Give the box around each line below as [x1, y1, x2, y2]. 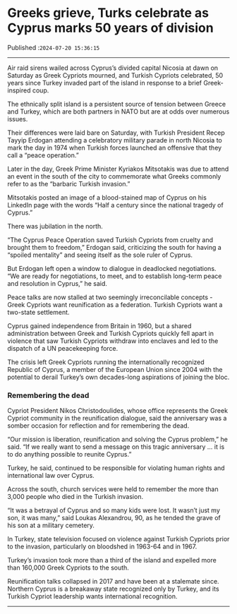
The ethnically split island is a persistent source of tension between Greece [7, 100, 226, 108]
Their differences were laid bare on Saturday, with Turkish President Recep [7, 128, 225, 137]
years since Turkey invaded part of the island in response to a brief [7, 78, 202, 87]
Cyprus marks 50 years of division [7, 20, 214, 36]
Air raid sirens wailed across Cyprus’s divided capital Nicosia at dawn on [7, 64, 219, 72]
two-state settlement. [7, 308, 70, 316]
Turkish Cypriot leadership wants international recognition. [7, 592, 178, 601]
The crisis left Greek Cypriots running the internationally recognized [7, 358, 205, 366]
